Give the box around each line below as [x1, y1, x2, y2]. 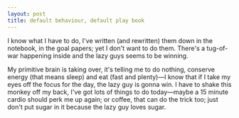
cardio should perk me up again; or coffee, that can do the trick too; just [7, 95, 218, 103]
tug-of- [206, 44, 228, 52]
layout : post [7, 10, 46, 18]
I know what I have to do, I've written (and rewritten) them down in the [7, 36, 213, 45]
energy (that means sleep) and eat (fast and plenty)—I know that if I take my [7, 72, 231, 81]
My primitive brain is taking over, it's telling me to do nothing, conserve [7, 65, 216, 73]
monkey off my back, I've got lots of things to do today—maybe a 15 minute [7, 88, 229, 96]
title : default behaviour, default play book [7, 17, 144, 24]
